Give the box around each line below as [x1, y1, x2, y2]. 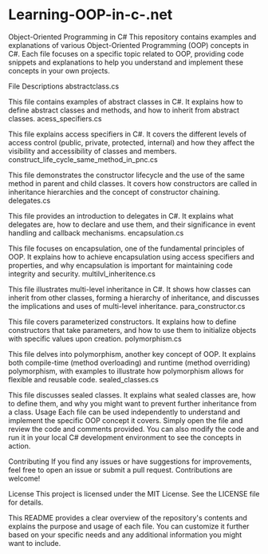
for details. [8, 497, 44, 507]
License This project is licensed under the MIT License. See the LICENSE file [8, 489, 260, 498]
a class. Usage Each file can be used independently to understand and [8, 407, 241, 417]
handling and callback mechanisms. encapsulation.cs [8, 228, 184, 237]
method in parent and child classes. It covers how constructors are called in [8, 178, 258, 188]
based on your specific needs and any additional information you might [8, 529, 242, 540]
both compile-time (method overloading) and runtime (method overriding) [8, 358, 251, 367]
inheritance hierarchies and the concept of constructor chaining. [8, 187, 221, 196]
